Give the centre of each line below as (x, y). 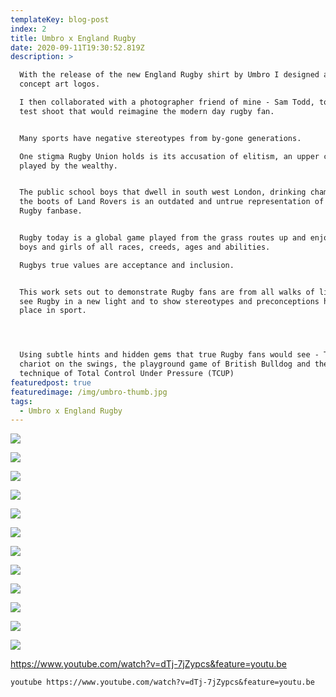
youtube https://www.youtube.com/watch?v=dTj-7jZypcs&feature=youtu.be (162, 682)
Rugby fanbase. (51, 211)
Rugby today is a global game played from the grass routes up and (163, 238)
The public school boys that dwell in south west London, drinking (163, 192)
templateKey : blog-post (60, 19)
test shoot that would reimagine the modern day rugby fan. (147, 111)
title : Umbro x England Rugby (73, 38)
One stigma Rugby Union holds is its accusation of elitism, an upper (169, 156)
